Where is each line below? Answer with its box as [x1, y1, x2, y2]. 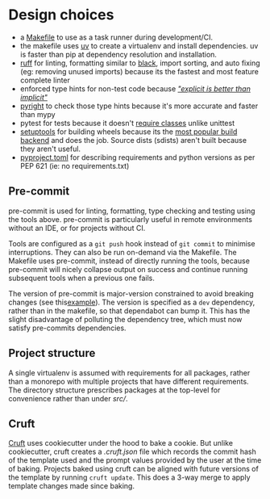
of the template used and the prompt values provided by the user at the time [8, 455, 262, 465]
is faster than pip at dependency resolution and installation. [19, 49, 218, 59]
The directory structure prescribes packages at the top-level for [8, 385, 221, 395]
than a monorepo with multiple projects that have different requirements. [8, 376, 249, 386]
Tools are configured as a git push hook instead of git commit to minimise [8, 238, 255, 248]
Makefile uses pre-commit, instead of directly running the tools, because [8, 256, 250, 266]
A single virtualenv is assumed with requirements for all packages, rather [8, 367, 251, 377]
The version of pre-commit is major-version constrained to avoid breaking [8, 288, 254, 298]
